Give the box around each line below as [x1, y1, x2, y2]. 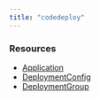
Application [21, 62, 65, 73]
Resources [9, 42, 57, 54]
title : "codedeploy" [9, 12, 86, 22]
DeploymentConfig [21, 72, 91, 82]
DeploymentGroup [21, 81, 90, 91]
